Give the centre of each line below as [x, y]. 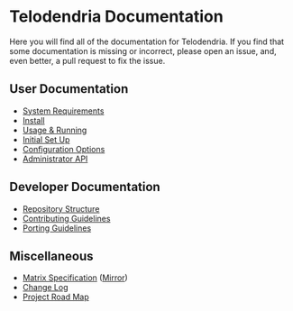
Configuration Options [64, 149]
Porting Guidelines [57, 228]
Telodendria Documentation [116, 17]
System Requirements [63, 111]
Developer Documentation [85, 187]
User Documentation [69, 89]
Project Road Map [56, 297]
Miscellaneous [51, 256]
